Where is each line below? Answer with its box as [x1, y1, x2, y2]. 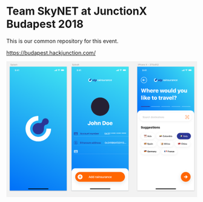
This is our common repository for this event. [6, 37, 119, 44]
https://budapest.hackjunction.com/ [6, 49, 96, 56]
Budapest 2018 [6, 17, 84, 31]
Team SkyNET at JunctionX [6, 4, 147, 18]
